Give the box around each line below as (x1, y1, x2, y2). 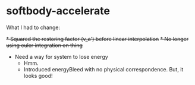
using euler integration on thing (6, 42, 83, 49)
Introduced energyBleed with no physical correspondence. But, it (23, 65, 184, 73)
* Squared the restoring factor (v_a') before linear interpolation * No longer (6, 35, 189, 42)
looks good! (23, 72, 53, 79)
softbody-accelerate (6, 4, 110, 18)
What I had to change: (6, 24, 61, 31)
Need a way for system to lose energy (14, 53, 108, 60)
